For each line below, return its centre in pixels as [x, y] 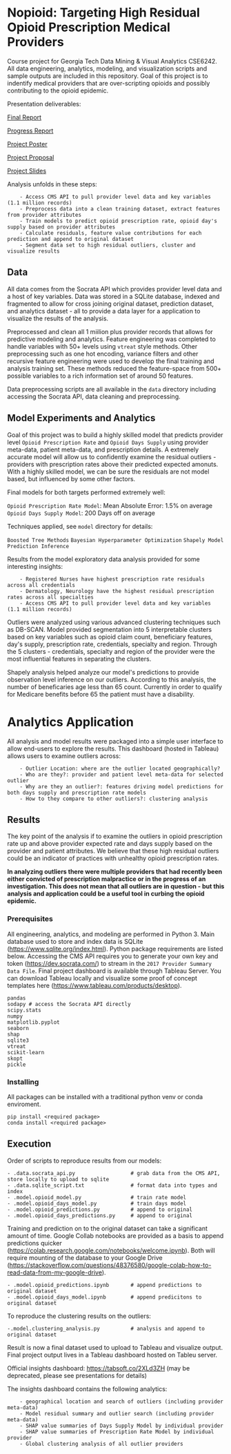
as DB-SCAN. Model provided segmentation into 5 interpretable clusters [110, 629]
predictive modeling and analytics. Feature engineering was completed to [111, 339]
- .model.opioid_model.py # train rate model [97, 1197]
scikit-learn [26, 1052]
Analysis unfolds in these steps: [52, 184]
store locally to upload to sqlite [58, 1179]
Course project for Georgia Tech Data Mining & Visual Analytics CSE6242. [112, 61]
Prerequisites [30, 919]
